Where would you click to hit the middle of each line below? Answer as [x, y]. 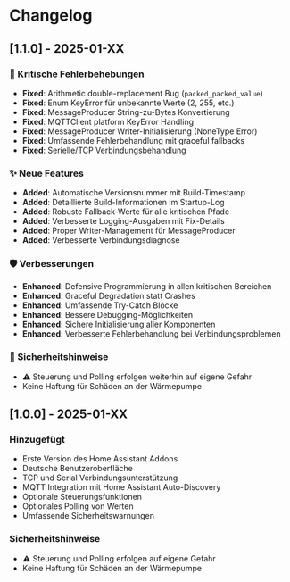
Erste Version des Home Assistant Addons [100, 459]
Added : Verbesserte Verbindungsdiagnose [101, 240]
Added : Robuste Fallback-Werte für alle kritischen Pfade [126, 212]
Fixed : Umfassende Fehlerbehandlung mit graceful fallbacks [133, 140]
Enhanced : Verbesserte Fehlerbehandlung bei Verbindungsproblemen [151, 334]
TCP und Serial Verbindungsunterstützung [100, 478]
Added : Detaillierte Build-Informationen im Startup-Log [123, 203]
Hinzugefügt [37, 440]
